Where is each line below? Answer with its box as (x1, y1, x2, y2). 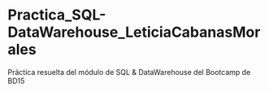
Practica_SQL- (7, 6, 106, 24)
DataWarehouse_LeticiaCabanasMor (7, 23, 261, 42)
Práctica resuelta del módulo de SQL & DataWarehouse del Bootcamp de (7, 67, 251, 77)
